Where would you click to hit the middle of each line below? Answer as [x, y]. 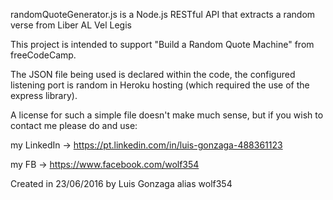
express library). [44, 95]
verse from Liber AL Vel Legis [71, 25]
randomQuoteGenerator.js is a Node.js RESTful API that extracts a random [163, 14]
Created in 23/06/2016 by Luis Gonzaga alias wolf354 [121, 183]
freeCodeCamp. [43, 55]
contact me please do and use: [74, 125]
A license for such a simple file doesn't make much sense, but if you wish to [167, 115]
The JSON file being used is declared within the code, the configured [153, 74]
